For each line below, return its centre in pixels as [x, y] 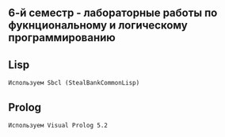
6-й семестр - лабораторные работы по [113, 13]
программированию [62, 38]
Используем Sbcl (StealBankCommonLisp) [74, 83]
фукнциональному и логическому [98, 26]
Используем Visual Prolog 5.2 [58, 126]
